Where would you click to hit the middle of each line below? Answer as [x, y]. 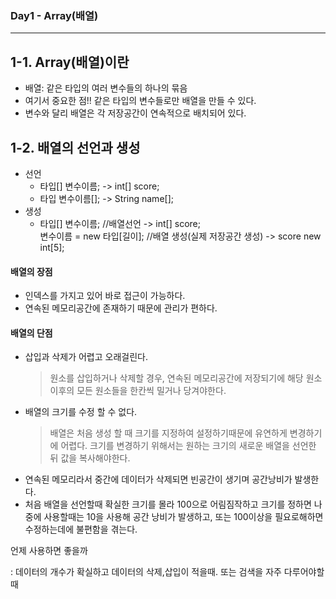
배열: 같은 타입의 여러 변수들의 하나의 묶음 [106, 88]
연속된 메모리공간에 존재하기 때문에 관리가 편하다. [121, 308]
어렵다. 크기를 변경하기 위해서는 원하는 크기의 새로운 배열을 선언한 [188, 446]
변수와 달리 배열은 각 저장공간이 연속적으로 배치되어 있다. [135, 113]
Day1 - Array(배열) [54, 15]
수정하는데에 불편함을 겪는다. [81, 529]
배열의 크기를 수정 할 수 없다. [81, 412]
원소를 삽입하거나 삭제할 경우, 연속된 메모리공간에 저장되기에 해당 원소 [186, 378]
